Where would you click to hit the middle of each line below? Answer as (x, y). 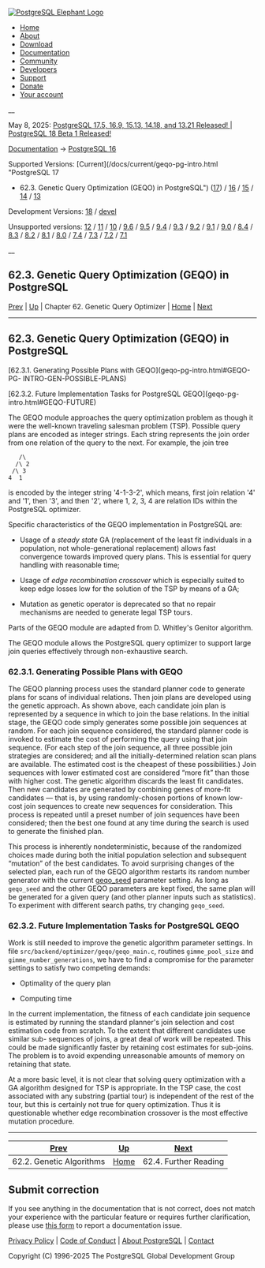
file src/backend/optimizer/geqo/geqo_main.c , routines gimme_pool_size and (131, 952)
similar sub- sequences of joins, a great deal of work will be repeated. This (129, 1039)
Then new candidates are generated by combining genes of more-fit (119, 789)
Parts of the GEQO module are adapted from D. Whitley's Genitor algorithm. (131, 627)
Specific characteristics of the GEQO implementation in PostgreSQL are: (125, 524)
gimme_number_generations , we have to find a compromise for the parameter (131, 959)
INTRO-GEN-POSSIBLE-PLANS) (75, 378)
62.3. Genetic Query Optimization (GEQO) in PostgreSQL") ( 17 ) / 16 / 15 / (136, 188)
